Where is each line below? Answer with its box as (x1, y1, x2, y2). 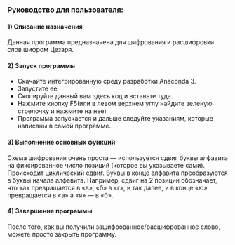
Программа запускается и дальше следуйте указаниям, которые (17, 114, 214, 123)
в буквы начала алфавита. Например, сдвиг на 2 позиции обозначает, (7, 176, 217, 184)
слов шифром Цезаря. (7, 46, 74, 54)
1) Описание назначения (7, 22, 83, 31)
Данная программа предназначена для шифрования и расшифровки (7, 38, 215, 46)
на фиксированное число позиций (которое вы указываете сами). (7, 161, 206, 169)
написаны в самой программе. (17, 121, 111, 131)
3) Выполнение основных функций (7, 138, 116, 146)
